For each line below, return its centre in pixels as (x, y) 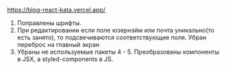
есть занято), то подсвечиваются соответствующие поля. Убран (112, 37)
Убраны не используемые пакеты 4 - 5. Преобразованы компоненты (118, 52)
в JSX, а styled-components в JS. (65, 59)
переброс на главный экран (58, 45)
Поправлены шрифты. (49, 23)
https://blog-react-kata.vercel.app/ (56, 10)
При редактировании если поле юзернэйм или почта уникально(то (115, 30)
